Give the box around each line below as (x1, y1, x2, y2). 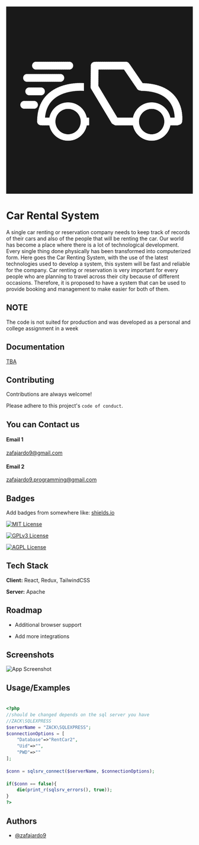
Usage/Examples (6, 683, 70, 693)
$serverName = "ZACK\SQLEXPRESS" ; (6, 724, 92, 730)
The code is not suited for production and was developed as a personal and (6, 319, 191, 326)
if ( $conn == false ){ (6, 781, 57, 787)
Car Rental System (6, 209, 99, 223)
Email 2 (6, 463, 25, 470)
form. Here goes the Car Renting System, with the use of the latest (6, 254, 169, 261)
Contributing (6, 375, 54, 385)
